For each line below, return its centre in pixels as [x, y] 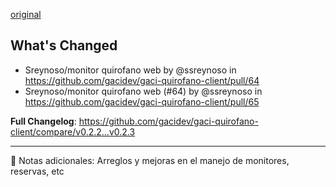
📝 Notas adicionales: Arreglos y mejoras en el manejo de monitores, [150, 160]
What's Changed [64, 45]
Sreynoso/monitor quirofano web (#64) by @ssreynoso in [143, 91]
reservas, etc [37, 171]
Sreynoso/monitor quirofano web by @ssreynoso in [130, 70]
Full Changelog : [43, 121]
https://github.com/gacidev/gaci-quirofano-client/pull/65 [142, 101]
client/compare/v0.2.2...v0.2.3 [73, 131]
